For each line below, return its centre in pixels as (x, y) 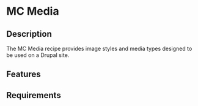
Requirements (34, 95)
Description (29, 34)
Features (24, 74)
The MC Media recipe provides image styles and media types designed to (99, 48)
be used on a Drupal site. (38, 55)
